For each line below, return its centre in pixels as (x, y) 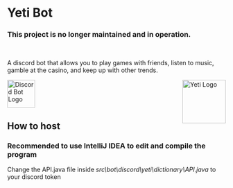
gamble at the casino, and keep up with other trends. (83, 70)
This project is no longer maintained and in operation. (99, 35)
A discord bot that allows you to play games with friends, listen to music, (111, 63)
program (22, 154)
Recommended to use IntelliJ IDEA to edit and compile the (106, 146)
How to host (34, 126)
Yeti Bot (30, 13)
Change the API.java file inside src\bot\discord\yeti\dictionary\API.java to (112, 170)
